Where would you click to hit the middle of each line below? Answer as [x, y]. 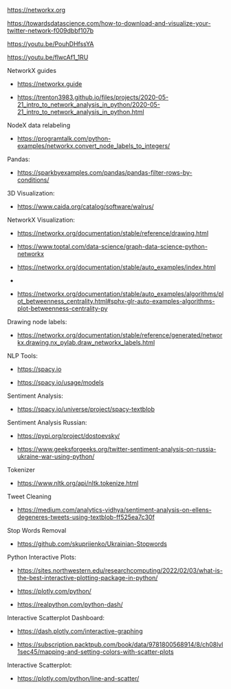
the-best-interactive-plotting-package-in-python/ [87, 578]
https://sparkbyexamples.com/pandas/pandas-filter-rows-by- [104, 172]
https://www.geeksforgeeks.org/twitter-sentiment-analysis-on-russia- [117, 449]
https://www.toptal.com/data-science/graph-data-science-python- [112, 246]
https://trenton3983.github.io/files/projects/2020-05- [93, 97]
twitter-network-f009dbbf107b [51, 31]
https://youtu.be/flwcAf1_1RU [48, 57]
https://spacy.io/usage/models [60, 382]
